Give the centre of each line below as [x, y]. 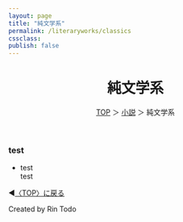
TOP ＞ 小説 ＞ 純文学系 [135, 112]
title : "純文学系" [37, 23]
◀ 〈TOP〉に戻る [37, 193]
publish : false [34, 46]
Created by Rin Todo [42, 209]
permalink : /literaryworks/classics [70, 31]
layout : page [30, 16]
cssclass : [25, 38]
